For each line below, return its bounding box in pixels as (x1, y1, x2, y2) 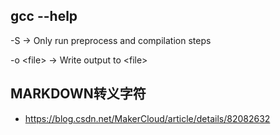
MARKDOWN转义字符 (10, 85, 147, 103)
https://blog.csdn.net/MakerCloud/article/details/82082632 (24, 112, 271, 124)
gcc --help (10, 8, 78, 25)
